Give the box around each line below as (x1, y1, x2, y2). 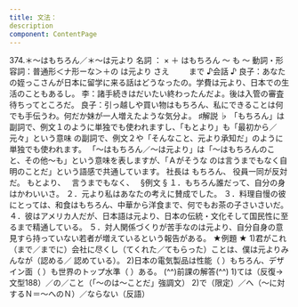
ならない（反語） (86, 288, 149, 299)
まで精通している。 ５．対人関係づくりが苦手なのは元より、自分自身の (16, 222, 276, 232)
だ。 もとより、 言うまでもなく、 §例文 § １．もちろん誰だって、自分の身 (9, 177, 286, 188)
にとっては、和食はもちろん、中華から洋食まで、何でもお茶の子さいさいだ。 (9, 199, 289, 210)
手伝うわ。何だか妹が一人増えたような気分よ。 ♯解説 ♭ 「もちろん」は (24, 110, 285, 121)
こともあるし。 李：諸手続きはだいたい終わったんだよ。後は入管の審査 (24, 88, 285, 99)
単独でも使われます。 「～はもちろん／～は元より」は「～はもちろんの (9, 144, 268, 155)
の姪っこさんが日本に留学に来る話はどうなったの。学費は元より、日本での (9, 77, 282, 88)
